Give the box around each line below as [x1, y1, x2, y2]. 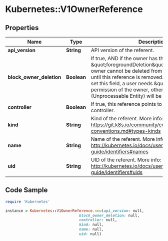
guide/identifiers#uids [90, 169, 143, 176]
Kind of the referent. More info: [90, 115, 163, 122]
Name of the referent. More [90, 136, 155, 142]
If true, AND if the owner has [90, 55, 158, 62]
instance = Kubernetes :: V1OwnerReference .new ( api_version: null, [5, 208, 144, 213]
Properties [5, 24, 39, 32]
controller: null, [79, 217, 117, 222]
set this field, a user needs [90, 80, 153, 87]
